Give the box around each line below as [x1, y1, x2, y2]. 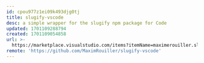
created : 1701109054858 [6, 31, 67, 37]
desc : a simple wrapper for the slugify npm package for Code [6, 20, 167, 26]
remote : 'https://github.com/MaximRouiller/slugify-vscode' [6, 48, 162, 54]
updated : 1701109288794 [6, 25, 67, 32]
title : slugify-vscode [6, 14, 64, 20]
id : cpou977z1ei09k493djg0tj [6, 8, 80, 15]
